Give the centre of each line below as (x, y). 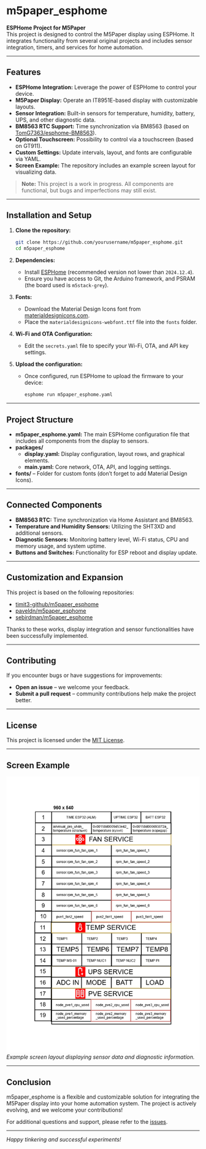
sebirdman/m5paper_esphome (54, 617)
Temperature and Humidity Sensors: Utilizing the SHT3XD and (95, 526)
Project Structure (40, 420)
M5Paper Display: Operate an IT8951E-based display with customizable (106, 100)
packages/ (29, 447)
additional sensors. (39, 533)
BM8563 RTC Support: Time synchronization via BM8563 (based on (102, 126)
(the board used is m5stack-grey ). (67, 285)
